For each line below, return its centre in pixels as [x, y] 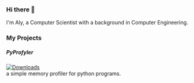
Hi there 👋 [21, 10]
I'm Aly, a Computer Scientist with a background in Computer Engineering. [97, 23]
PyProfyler [20, 52]
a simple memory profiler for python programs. [64, 73]
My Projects [24, 38]
